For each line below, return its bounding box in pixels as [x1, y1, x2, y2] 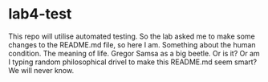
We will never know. [8, 65, 75, 75]
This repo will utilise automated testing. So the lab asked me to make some [8, 31, 255, 41]
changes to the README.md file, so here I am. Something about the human [8, 39, 256, 49]
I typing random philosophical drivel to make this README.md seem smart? [8, 57, 258, 67]
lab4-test [8, 5, 72, 23]
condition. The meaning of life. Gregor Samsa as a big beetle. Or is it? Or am [8, 48, 261, 58]
